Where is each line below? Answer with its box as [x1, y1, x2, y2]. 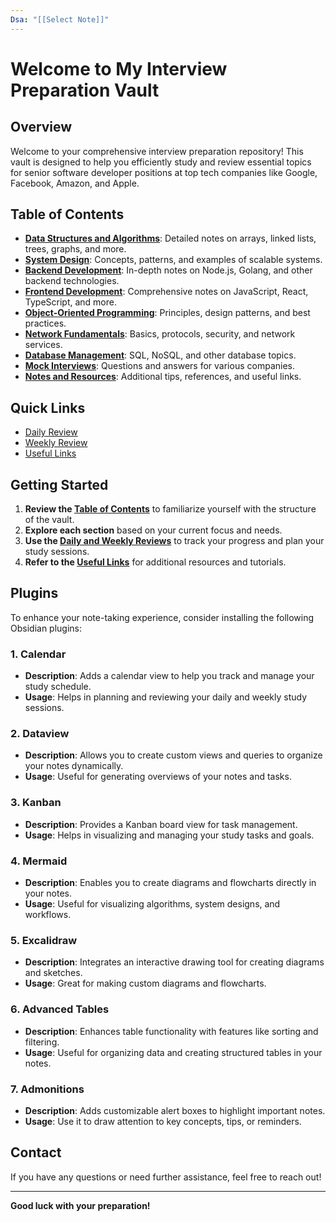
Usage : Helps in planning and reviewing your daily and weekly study [24, 691, 308, 703]
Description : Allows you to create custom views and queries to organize [24, 749, 323, 761]
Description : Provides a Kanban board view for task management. [24, 818, 298, 830]
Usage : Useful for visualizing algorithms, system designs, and [24, 898, 281, 910]
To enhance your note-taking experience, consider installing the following [10, 611, 315, 623]
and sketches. [24, 967, 83, 979]
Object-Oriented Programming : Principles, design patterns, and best [24, 307, 311, 319]
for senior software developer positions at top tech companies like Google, [10, 166, 318, 178]
